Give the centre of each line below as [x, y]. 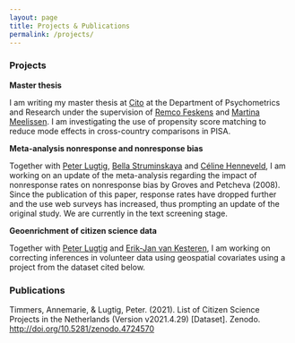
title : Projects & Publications [69, 26]
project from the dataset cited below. [78, 267]
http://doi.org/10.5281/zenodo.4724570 [82, 329]
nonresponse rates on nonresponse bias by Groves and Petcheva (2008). [145, 184]
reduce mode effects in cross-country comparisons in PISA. [120, 131]
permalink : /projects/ [52, 34]
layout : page [34, 17]
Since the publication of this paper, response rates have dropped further [143, 194]
